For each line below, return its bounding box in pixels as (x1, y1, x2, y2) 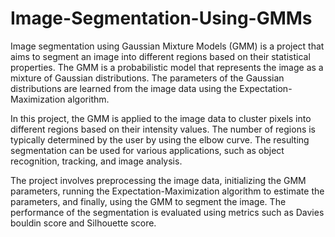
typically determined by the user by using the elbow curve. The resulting (10, 133, 310, 146)
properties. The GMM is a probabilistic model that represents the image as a (10, 61, 324, 73)
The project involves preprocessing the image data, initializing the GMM (10, 174, 307, 186)
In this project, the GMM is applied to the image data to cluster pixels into (10, 112, 312, 124)
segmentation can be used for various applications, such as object (10, 144, 285, 156)
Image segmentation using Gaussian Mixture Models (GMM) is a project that (10, 40, 325, 52)
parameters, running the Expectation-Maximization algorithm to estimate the (10, 185, 325, 197)
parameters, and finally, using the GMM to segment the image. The (10, 195, 287, 207)
